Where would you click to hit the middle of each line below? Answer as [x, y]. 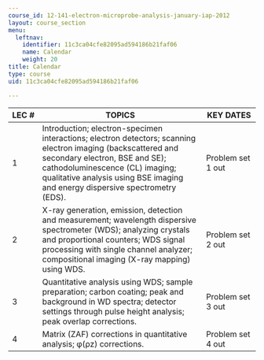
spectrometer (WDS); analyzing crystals [116, 229]
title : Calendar [35, 67]
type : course [29, 74]
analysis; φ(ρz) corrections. [93, 343]
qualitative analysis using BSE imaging [113, 177]
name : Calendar [47, 52]
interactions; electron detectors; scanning [119, 138]
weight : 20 [40, 60]
